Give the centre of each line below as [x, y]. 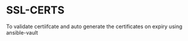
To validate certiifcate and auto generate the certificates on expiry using [94, 26]
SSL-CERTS [35, 10]
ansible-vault [22, 32]
